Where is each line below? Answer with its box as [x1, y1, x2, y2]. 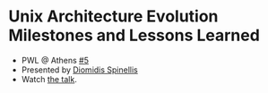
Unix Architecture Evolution [8, 6, 219, 27]
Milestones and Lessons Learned [8, 25, 261, 46]
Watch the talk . [21, 73, 77, 84]
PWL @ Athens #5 [21, 55, 90, 65]
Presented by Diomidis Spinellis [21, 64, 138, 75]
